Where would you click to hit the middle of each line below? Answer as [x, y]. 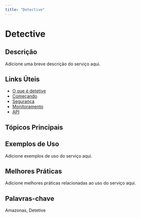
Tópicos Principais [34, 127]
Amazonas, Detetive [25, 210]
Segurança [23, 102]
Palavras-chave [30, 199]
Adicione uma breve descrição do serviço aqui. [53, 64]
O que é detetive [29, 91]
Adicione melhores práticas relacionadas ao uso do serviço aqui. [70, 183]
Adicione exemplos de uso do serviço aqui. [49, 156]
